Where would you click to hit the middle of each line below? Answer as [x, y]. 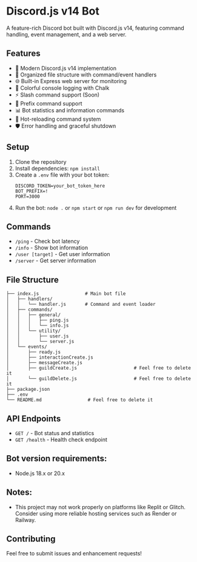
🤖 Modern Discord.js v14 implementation [66, 68]
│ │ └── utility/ [34, 331]
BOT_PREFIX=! [32, 191]
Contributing [31, 539]
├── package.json [28, 390]
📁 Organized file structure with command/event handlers [86, 75]
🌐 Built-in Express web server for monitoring [71, 81]
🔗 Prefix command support [49, 103]
